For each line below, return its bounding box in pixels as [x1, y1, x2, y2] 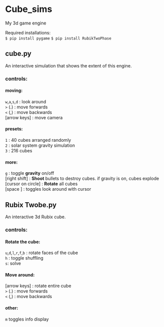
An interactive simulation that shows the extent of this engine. [5, 62, 132, 68]
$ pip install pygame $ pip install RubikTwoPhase [5, 36, 112, 41]
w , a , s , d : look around [5, 98, 46, 104]
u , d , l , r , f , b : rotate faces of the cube [5, 250, 78, 256]
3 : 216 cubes [5, 148, 32, 154]
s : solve [5, 261, 21, 267]
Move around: [5, 272, 35, 278]
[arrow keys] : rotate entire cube [5, 283, 71, 289]
